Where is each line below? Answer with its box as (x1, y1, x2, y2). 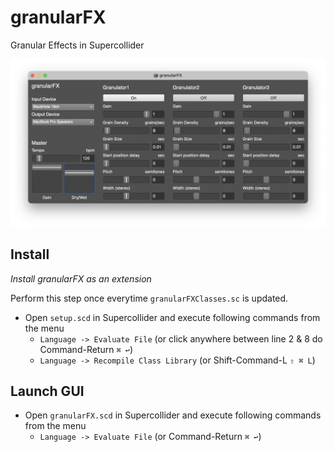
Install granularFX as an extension (10, 272, 152, 285)
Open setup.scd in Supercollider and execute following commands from (24, 311, 321, 323)
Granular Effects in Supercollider (10, 39, 145, 51)
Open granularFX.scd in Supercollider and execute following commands (24, 409, 322, 421)
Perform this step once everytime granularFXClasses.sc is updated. (10, 292, 289, 304)
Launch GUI (10, 382, 85, 400)
